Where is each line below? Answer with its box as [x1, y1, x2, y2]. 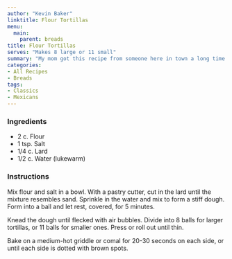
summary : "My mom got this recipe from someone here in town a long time [7, 55, 226, 62]
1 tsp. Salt [17, 140, 45, 148]
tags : [7, 81, 23, 88]
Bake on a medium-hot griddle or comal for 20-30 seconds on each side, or [7, 236, 224, 244]
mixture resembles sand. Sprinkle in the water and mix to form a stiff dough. [7, 195, 225, 203]
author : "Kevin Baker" [7, 10, 73, 17]
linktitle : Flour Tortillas [7, 17, 89, 24]
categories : [7, 62, 42, 69]
